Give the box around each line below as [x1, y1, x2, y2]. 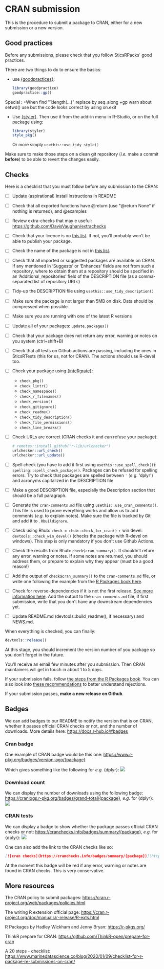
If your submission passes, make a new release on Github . [5, 691, 123, 697]
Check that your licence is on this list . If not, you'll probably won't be [12, 233, 150, 239]
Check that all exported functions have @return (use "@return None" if [12, 203, 155, 209]
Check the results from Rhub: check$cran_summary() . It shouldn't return [12, 547, 155, 553]
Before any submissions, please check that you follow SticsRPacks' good [5, 52, 152, 58]
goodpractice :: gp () [12, 90, 52, 95]
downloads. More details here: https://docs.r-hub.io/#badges [5, 728, 128, 734]
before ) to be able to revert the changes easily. [5, 157, 100, 162]
